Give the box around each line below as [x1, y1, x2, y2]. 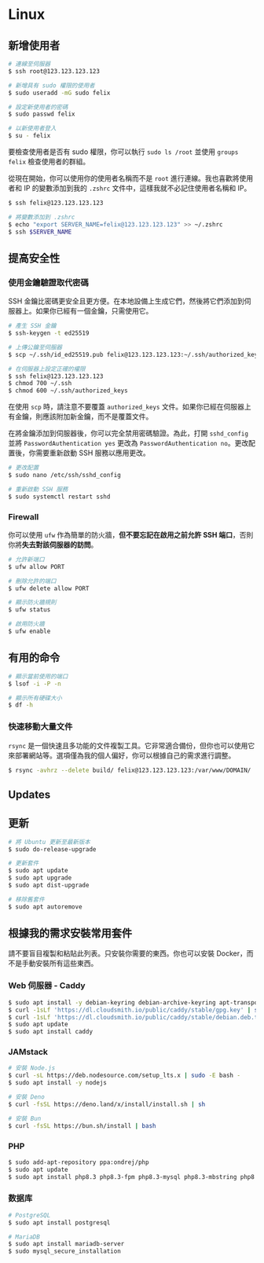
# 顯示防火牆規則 [8, 599, 57, 607]
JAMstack [8, 1047, 49, 1058]
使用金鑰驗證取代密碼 [8, 277, 89, 288]
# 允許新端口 [8, 556, 45, 564]
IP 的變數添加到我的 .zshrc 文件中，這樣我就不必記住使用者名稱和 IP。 [23, 183, 251, 193]
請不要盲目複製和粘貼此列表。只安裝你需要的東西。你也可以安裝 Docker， [8, 949, 247, 958]
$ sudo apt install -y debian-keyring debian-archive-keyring [8, 998, 216, 1007]
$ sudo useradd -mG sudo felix [8, 89, 111, 97]
